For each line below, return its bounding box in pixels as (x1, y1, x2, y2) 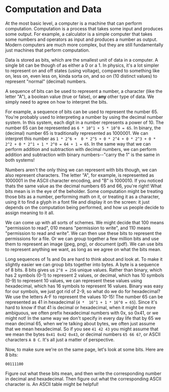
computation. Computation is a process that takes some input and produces (5, 25, 163, 31)
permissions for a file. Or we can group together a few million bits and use (5, 235, 159, 241)
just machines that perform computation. (5, 47, 90, 53)
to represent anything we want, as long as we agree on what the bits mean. (5, 246, 161, 252)
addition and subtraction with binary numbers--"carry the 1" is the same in (5, 152, 160, 158)
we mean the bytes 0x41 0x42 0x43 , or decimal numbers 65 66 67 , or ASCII (5, 331, 160, 337)
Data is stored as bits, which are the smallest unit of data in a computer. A (5, 57, 158, 63)
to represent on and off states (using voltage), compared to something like (5, 67, 160, 74)
